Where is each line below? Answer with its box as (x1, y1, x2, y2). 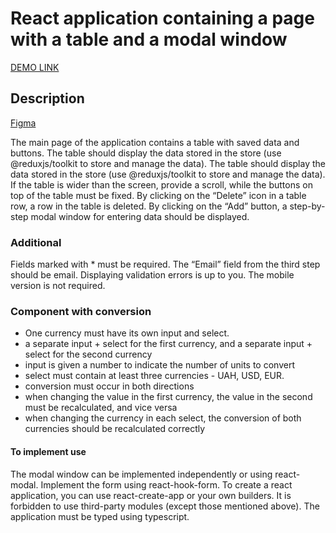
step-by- (289, 200, 326, 212)
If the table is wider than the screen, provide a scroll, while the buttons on (10, 178, 313, 191)
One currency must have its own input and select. (24, 327, 230, 339)
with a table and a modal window (10, 28, 288, 51)
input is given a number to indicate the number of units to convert (24, 359, 295, 371)
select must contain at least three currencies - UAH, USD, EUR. (24, 370, 285, 382)
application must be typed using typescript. (10, 510, 190, 522)
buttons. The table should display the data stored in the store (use (10, 147, 282, 159)
